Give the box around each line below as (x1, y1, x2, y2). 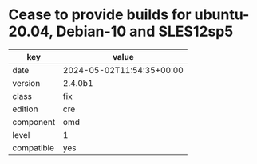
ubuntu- (194, 6, 250, 24)
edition (12, 103, 38, 115)
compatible (12, 142, 54, 153)
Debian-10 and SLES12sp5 (56, 22, 234, 41)
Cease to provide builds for (8, 6, 192, 24)
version (12, 77, 41, 88)
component (12, 116, 56, 127)
